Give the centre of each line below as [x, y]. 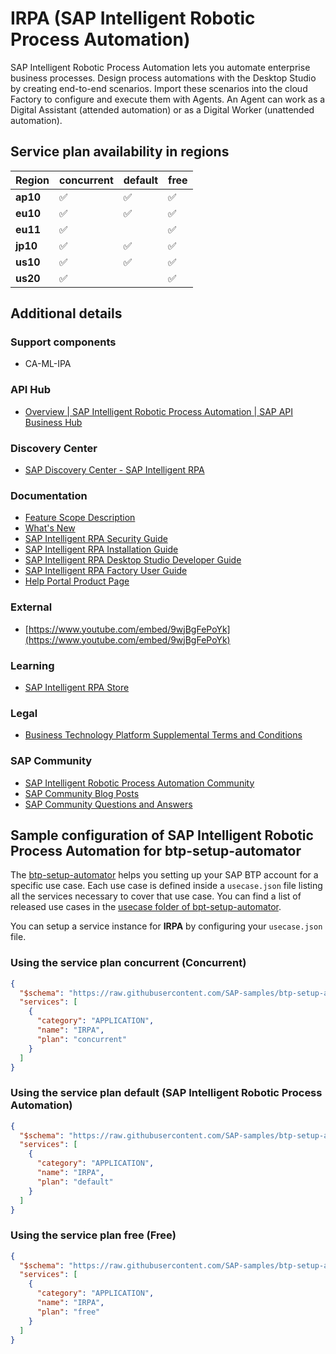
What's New [50, 528]
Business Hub [53, 422]
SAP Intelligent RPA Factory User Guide [106, 571]
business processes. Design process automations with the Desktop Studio [163, 78]
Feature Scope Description [80, 518]
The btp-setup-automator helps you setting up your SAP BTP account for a [164, 875]
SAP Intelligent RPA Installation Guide [101, 549]
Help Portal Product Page [77, 581]
